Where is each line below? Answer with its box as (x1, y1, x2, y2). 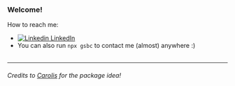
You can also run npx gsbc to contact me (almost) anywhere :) (17, 42, 196, 50)
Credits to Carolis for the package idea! (7, 71, 121, 79)
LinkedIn (50, 34, 76, 42)
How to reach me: (7, 21, 59, 29)
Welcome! (7, 5, 43, 15)
